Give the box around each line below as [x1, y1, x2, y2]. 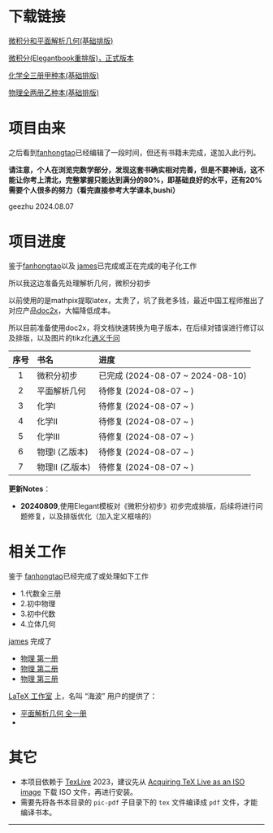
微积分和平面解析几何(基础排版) [8, 36, 114, 46]
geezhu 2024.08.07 [8, 201, 75, 211]
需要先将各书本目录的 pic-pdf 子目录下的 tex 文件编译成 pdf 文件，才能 [19, 797, 258, 807]
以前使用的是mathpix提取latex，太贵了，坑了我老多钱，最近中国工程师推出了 [8, 295, 265, 305]
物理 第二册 [19, 663, 58, 673]
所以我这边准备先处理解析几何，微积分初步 [8, 278, 151, 288]
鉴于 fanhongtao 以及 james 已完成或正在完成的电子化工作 [8, 261, 197, 271]
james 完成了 [8, 636, 53, 646]
